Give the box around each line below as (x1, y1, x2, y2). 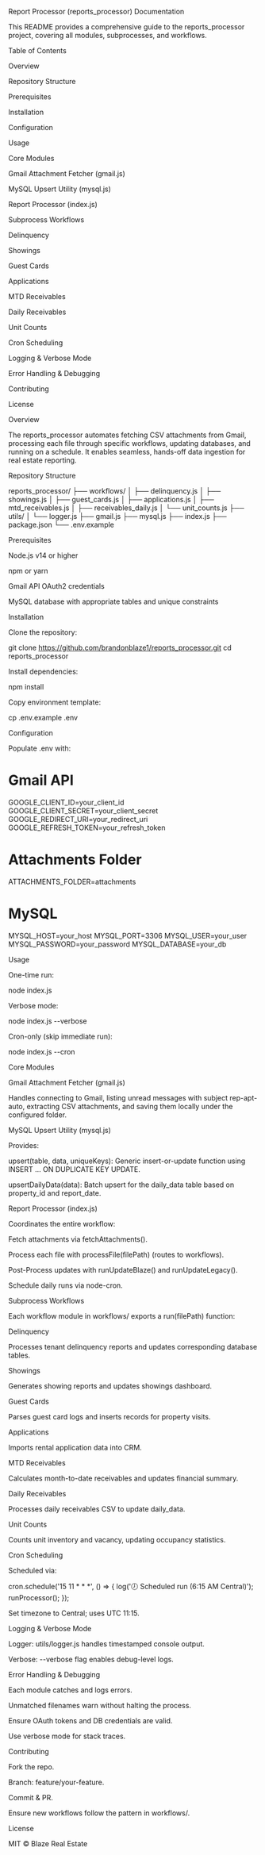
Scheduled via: (8, 1565, 57, 1575)
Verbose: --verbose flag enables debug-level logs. (8, 1654, 175, 1664)
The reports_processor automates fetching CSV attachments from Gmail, (8, 430, 247, 440)
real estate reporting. (8, 455, 77, 465)
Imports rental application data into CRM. (8, 1442, 143, 1452)
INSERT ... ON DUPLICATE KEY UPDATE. (8, 1164, 141, 1173)
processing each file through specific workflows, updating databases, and (8, 439, 252, 447)
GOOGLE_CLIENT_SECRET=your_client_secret (8, 805, 159, 816)
